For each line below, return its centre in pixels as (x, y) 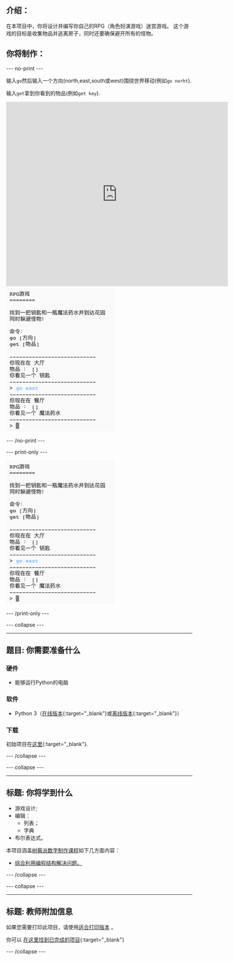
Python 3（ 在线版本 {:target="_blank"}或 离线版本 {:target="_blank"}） (98, 713)
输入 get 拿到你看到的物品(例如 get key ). (53, 93)
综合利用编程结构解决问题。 (48, 863)
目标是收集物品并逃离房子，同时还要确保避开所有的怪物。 (86, 33)
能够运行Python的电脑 (42, 683)
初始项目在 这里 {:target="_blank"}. (47, 744)
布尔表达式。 (30, 838)
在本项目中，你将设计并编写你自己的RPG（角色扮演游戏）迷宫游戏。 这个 (95, 26)
